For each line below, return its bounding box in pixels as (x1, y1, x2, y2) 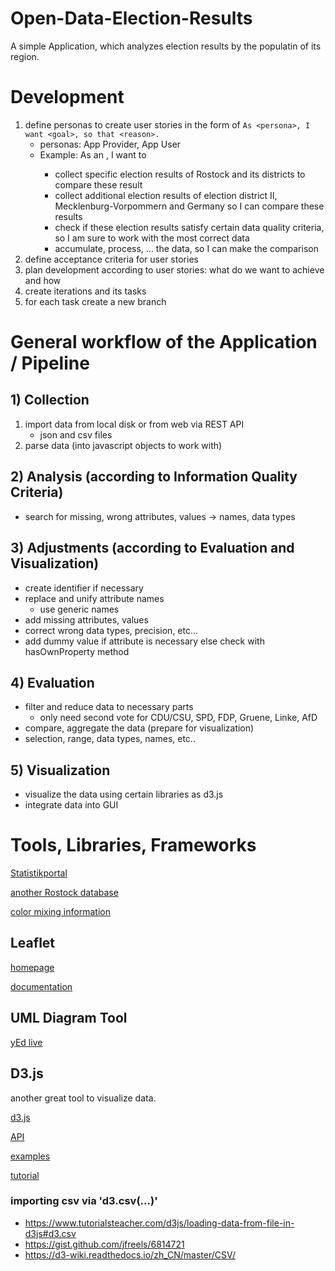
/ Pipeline (10, 352, 90, 375)
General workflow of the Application (10, 331, 318, 354)
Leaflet (10, 935, 56, 952)
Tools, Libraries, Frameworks (10, 834, 257, 857)
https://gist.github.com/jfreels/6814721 (24, 1238, 185, 1250)
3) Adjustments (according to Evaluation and (10, 540, 295, 557)
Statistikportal (10, 867, 68, 879)
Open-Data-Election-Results (10, 7, 253, 30)
